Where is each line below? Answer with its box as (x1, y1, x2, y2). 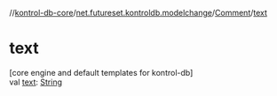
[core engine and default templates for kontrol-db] (9, 67, 194, 78)
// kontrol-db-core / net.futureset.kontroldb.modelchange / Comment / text (9, 8, 268, 18)
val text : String (9, 77, 62, 87)
